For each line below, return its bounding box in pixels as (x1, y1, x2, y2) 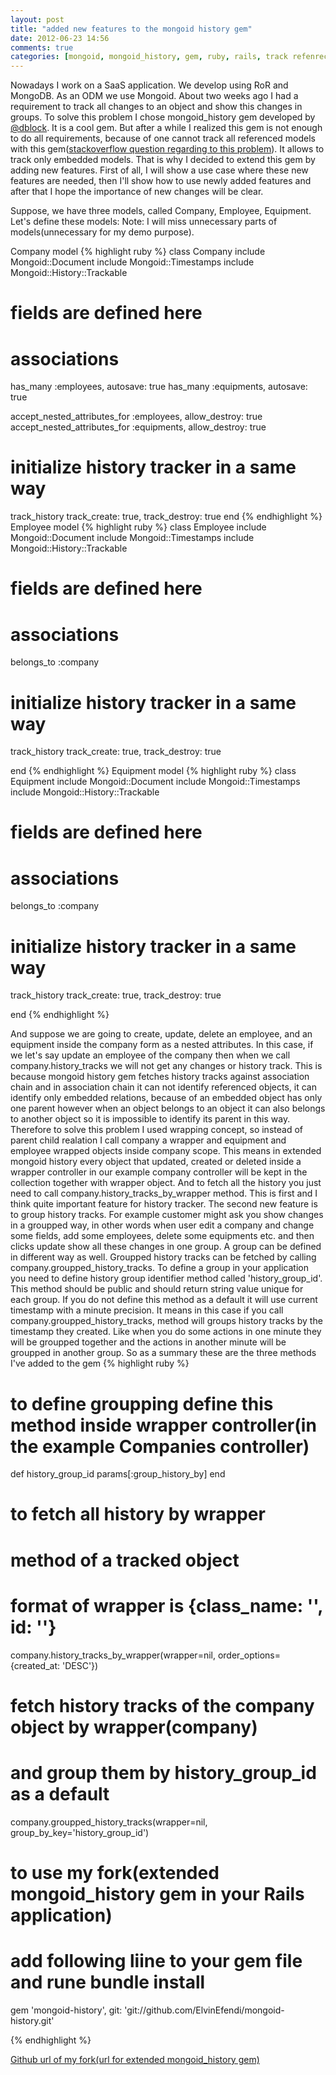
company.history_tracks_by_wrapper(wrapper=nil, (10, 1649, 216, 1661)
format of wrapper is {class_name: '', (10, 1594, 323, 1617)
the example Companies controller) (10, 1435, 310, 1458)
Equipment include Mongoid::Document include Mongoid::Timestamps (10, 776, 301, 788)
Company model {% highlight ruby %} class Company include (10, 246, 266, 258)
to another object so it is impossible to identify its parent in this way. (10, 1113, 291, 1125)
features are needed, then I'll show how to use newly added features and (10, 175, 312, 187)
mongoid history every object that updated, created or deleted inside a (10, 1156, 302, 1168)
